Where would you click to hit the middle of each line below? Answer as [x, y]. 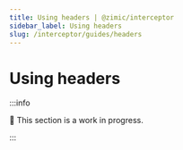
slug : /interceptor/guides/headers [76, 34]
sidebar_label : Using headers [66, 26]
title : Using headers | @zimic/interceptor [92, 17]
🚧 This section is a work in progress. [76, 121]
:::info [20, 103]
